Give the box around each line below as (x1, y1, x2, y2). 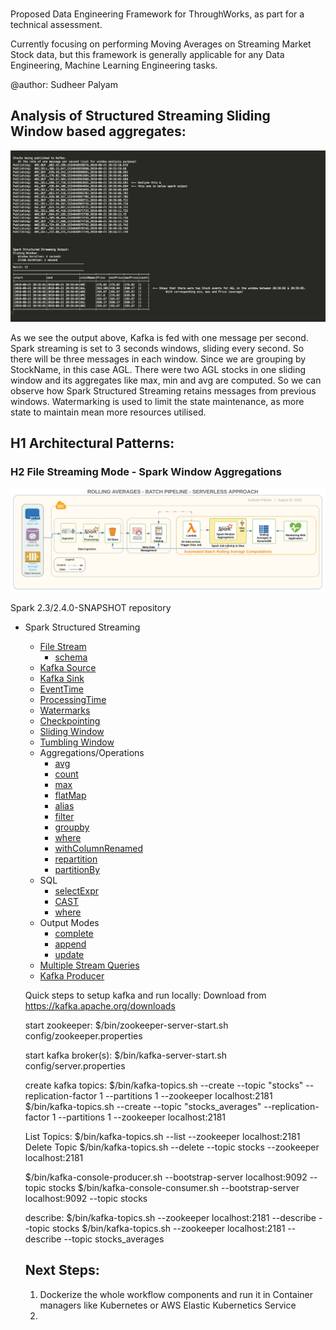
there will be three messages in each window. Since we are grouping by (10, 353, 307, 365)
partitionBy (54, 863, 101, 875)
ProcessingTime (39, 693, 107, 705)
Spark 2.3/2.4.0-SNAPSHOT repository (10, 601, 172, 613)
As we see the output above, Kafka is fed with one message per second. (10, 331, 309, 343)
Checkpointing (39, 714, 101, 727)
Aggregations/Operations (39, 746, 145, 758)
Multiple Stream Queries (39, 959, 140, 971)
